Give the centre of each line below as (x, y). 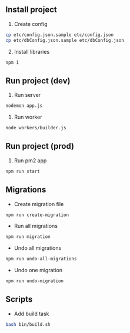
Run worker (28, 117)
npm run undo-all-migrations (41, 259)
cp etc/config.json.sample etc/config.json (60, 35)
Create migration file (39, 204)
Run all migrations (36, 226)
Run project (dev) (38, 81)
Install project (31, 10)
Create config (31, 24)
